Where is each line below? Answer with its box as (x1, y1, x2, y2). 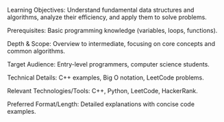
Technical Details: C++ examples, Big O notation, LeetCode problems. (7, 73, 204, 82)
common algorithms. (7, 47, 66, 55)
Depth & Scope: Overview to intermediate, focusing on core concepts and (7, 40, 216, 47)
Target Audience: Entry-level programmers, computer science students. (7, 60, 210, 68)
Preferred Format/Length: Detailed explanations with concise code (7, 100, 195, 108)
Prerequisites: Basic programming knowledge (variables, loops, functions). (7, 27, 218, 34)
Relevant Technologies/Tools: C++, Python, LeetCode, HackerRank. (7, 87, 199, 95)
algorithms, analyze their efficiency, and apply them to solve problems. (7, 13, 207, 21)
